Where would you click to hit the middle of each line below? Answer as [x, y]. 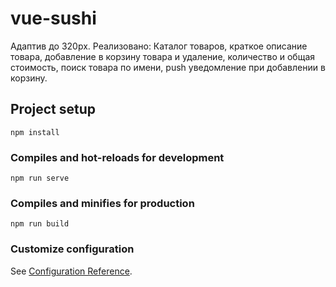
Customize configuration [72, 249]
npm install [35, 132]
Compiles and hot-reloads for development [117, 157]
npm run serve [40, 178]
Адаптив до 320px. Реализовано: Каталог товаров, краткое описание [159, 46]
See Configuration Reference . [71, 271]
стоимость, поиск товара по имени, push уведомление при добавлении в [168, 67]
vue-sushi [53, 18]
